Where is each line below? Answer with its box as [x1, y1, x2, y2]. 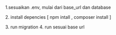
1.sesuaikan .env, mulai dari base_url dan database [5, 5, 111, 10]
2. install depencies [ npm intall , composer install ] [5, 14, 111, 20]
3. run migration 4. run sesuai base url [5, 24, 85, 30]
